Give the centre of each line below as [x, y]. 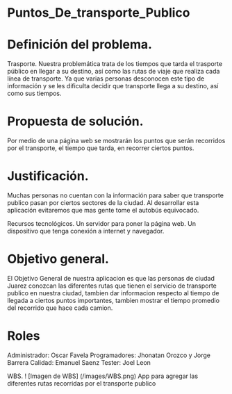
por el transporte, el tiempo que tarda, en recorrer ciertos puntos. [101, 148]
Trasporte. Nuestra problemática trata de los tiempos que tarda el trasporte [115, 64]
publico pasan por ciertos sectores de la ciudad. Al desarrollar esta [103, 203]
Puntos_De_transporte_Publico [99, 13]
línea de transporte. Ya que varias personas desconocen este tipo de [106, 79]
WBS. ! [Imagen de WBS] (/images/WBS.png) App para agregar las [103, 376]
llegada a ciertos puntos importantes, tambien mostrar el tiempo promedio [114, 300]
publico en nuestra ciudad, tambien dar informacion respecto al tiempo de [113, 293]
